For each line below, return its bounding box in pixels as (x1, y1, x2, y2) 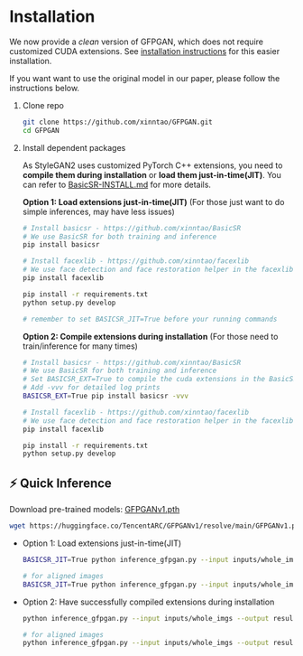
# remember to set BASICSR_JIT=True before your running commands (22, 314, 278, 323)
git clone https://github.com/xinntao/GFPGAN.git (22, 117, 214, 127)
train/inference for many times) (22, 341, 138, 351)
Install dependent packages (22, 142, 126, 153)
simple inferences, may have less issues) (22, 206, 176, 217)
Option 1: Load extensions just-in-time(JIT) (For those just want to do (22, 196, 285, 207)
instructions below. (9, 82, 79, 93)
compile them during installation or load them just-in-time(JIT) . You (22, 169, 281, 180)
